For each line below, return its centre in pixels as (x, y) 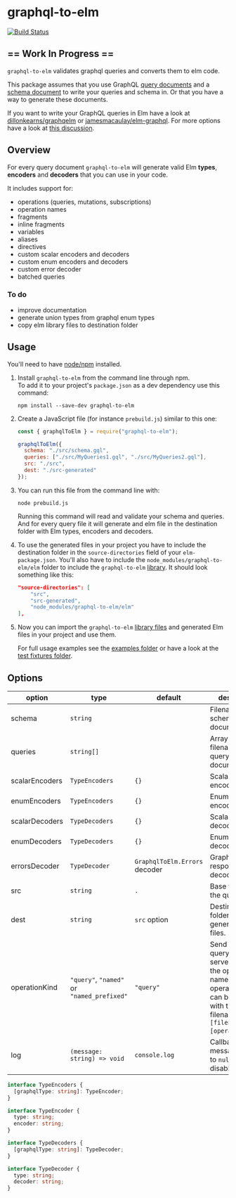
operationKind (34, 987)
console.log (155, 1055)
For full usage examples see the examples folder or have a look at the (118, 649)
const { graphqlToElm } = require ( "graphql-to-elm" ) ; (98, 431)
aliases (28, 239)
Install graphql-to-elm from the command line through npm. (104, 378)
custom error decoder (49, 269)
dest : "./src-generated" (60, 471)
